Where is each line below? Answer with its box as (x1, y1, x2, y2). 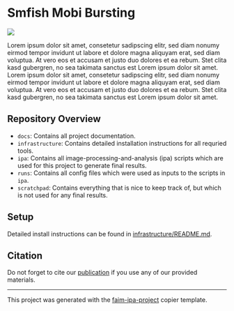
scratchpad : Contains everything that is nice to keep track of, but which (17, 183, 221, 192)
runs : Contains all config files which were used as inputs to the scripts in (17, 169, 226, 177)
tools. (17, 146, 33, 155)
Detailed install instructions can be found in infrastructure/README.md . (7, 229, 212, 238)
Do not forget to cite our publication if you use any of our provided (7, 268, 198, 277)
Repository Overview (7, 113, 101, 125)
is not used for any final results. (17, 190, 108, 199)
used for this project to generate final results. (17, 161, 148, 169)
